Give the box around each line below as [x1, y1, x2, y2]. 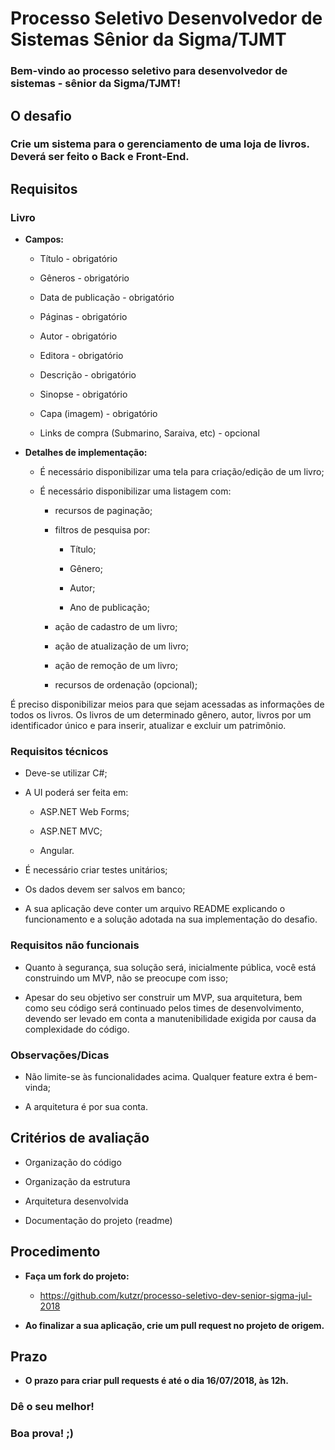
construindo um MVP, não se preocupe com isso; [24, 972, 229, 984]
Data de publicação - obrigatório [39, 292, 175, 304]
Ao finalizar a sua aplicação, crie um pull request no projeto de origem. [24, 1319, 325, 1331]
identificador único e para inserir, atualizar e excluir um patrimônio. [10, 720, 287, 732]
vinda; [24, 1082, 51, 1093]
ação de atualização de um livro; [54, 640, 189, 652]
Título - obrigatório [39, 253, 118, 265]
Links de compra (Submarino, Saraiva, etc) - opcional [39, 427, 260, 439]
